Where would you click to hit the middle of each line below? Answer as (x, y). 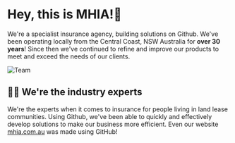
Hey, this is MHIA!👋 (65, 14)
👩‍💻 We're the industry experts (75, 92)
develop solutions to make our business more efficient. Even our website (113, 124)
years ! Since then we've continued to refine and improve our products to (113, 49)
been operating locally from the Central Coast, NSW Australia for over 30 (114, 41)
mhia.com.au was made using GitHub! (62, 131)
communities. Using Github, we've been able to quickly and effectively (110, 116)
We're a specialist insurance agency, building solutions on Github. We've (113, 34)
